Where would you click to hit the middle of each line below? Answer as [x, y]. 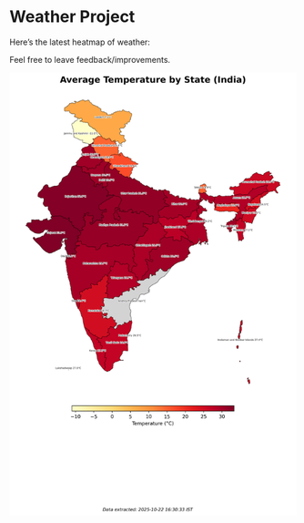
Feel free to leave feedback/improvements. [90, 59]
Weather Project [72, 17]
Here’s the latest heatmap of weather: [80, 42]
